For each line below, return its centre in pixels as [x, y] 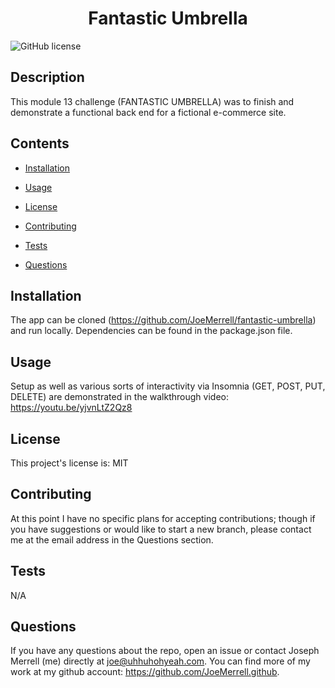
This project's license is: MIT [69, 463]
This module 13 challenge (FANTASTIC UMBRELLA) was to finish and [152, 101]
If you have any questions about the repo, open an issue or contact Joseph [165, 651]
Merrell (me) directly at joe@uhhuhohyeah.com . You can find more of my [160, 661]
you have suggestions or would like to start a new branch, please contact [161, 529]
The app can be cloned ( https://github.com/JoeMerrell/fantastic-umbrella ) [163, 320]
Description [47, 77]
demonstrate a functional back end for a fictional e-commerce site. [148, 112]
